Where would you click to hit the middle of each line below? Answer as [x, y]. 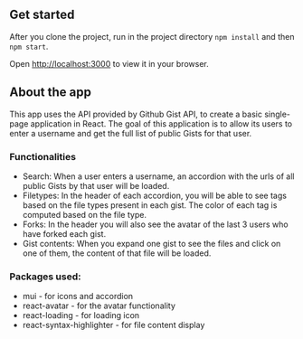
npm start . [29, 46]
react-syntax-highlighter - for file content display [114, 325]
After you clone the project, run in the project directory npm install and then [152, 36]
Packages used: [45, 277]
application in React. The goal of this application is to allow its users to [161, 123]
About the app [51, 93]
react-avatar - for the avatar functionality [99, 306]
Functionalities [43, 156]
